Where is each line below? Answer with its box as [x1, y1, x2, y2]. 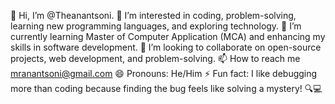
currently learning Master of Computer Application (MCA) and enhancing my [10, 31, 326, 42]
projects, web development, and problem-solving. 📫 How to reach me [10, 53, 301, 64]
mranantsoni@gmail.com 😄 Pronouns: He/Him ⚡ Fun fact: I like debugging [10, 68, 318, 79]
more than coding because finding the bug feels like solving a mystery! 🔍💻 [10, 83, 323, 94]
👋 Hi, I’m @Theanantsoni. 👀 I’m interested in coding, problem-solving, [10, 10, 297, 21]
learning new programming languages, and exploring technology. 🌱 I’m [10, 20, 302, 32]
